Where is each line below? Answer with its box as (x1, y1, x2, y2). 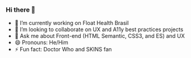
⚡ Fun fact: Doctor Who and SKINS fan (14, 46, 112, 53)
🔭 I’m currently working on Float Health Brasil (14, 20, 129, 27)
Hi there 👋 (6, 5, 36, 14)
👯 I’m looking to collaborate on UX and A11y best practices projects (14, 26, 184, 33)
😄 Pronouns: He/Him (14, 39, 69, 46)
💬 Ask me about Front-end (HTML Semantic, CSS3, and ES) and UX (14, 32, 185, 40)
